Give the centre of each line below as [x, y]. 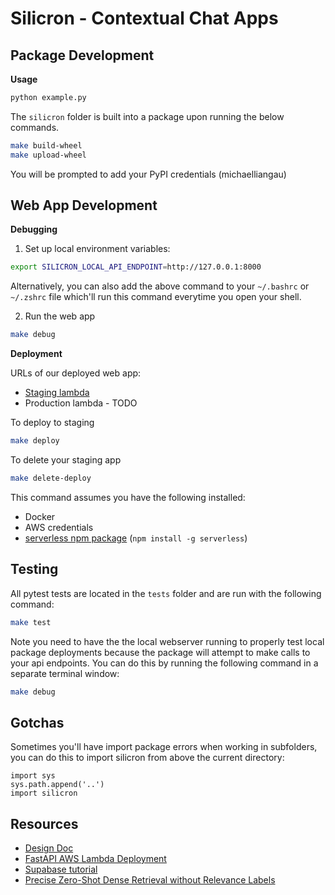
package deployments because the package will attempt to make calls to [160, 652]
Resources [44, 823]
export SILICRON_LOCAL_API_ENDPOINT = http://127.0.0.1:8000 [136, 267]
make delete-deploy [51, 478]
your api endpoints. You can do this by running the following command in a [164, 663]
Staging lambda [57, 393]
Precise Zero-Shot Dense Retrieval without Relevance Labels [150, 880]
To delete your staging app [66, 460]
